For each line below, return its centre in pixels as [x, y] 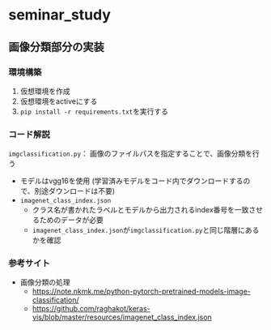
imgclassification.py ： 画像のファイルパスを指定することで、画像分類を [131, 154]
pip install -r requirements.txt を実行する [94, 111]
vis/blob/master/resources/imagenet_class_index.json [122, 317]
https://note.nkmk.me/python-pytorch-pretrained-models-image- [141, 291]
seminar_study [60, 15]
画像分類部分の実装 [56, 47]
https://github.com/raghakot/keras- [91, 309]
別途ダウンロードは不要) [75, 191]
